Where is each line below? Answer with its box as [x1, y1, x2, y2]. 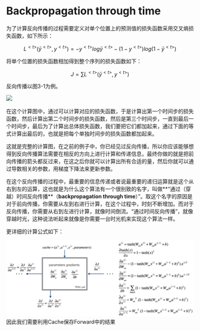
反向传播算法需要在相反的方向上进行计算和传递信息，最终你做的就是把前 [16, 151, 194, 158]
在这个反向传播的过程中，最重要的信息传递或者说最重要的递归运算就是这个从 [6, 178, 194, 185]
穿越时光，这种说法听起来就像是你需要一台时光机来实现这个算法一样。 [6, 215, 179, 222]
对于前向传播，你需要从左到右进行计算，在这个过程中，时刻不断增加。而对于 [6, 200, 194, 207]
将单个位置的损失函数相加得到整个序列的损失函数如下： [6, 57, 142, 65]
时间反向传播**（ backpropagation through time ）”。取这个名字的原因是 [16, 193, 193, 200]
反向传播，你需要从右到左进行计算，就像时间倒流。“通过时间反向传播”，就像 [6, 208, 193, 215]
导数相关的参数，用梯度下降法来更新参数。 [11, 166, 116, 173]
